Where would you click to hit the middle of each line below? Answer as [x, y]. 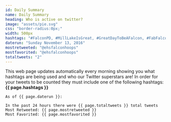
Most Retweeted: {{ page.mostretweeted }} [51, 110]
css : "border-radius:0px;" [34, 29]
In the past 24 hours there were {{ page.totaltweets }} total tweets [82, 106]
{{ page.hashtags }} [27, 88]
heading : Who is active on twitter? [44, 19]
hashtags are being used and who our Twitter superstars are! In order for [82, 77]
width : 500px [19, 33]
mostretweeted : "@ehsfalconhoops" [42, 48]
